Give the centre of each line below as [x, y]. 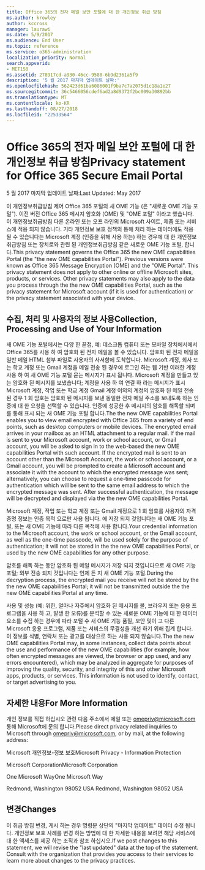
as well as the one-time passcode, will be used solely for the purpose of [97, 540]
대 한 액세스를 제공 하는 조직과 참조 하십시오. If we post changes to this [92, 841]
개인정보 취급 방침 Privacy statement [96, 162]
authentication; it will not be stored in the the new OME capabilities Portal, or [103, 547]
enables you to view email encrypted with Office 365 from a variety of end [100, 420]
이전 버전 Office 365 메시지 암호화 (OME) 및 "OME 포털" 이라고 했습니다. [106, 214]
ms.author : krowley [31, 18]
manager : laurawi [28, 29]
